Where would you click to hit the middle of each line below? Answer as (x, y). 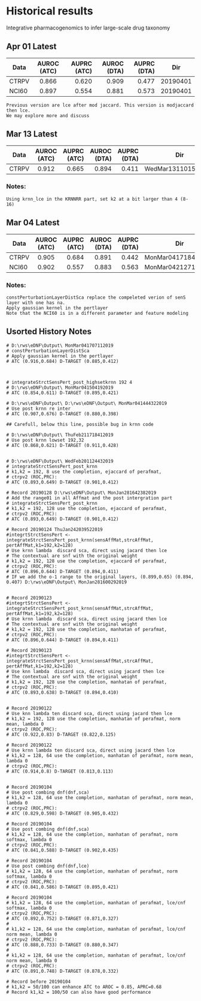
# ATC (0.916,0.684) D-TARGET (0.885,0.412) (63, 361)
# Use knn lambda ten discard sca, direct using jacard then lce (89, 713)
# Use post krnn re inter (38, 409)
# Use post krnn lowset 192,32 (45, 440)
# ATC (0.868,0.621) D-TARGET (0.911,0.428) (63, 445)
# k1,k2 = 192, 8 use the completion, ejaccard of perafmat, (84, 472)
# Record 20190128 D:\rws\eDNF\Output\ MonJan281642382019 (81, 493)
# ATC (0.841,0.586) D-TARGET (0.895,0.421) (63, 887)
